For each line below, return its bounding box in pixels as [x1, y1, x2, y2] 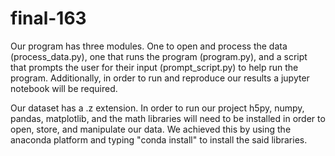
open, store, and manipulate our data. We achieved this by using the [10, 123, 292, 135]
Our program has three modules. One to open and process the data [10, 40, 288, 52]
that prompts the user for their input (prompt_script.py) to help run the [10, 61, 299, 73]
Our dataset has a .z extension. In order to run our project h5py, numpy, [10, 102, 305, 114]
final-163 [10, 7, 87, 30]
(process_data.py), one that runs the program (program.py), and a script [10, 50, 308, 62]
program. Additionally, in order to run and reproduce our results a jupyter [10, 72, 310, 84]
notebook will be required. [10, 82, 118, 94]
